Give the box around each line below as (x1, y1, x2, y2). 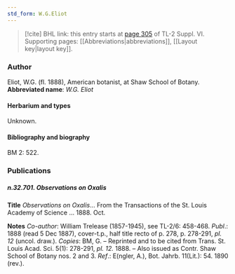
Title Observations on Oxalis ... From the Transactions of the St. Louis (7, 201, 207, 210)
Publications (7, 166, 51, 176)
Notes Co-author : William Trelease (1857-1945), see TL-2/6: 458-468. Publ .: (7, 222, 229, 231)
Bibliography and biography (7, 132, 90, 141)
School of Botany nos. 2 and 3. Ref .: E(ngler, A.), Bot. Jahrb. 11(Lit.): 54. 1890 (7, 252, 229, 260)
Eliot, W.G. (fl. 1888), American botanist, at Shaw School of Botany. (7, 78, 200, 86)
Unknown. (7, 117, 37, 125)
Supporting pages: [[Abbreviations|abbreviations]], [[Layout (24, 36, 198, 46)
